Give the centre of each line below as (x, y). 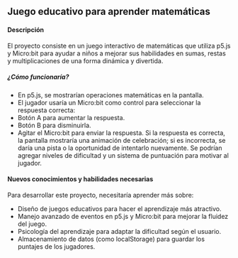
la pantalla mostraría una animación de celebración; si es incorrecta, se (121, 140)
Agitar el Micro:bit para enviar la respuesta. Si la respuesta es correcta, (121, 133)
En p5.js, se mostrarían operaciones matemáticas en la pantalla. (110, 95)
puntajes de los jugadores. (56, 246)
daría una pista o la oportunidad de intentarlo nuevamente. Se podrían (120, 148)
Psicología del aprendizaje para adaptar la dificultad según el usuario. (119, 231)
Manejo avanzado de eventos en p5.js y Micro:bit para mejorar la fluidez (123, 216)
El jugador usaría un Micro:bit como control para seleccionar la (109, 102)
